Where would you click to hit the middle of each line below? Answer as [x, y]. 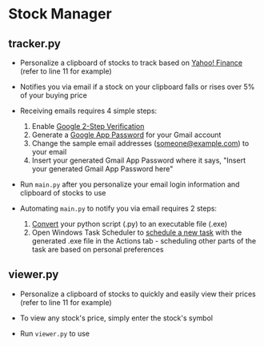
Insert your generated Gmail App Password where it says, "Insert [139, 160]
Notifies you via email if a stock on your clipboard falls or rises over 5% [137, 86]
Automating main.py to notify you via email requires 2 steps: [118, 208]
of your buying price [54, 95]
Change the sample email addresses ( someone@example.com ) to [140, 143]
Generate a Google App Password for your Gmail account [126, 135]
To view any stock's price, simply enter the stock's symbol [116, 318]
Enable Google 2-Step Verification [88, 126]
